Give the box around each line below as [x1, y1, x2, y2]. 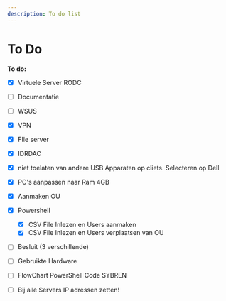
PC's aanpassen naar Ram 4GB [17, 178, 110, 186]
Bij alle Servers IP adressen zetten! [17, 285, 119, 294]
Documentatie [17, 92, 59, 101]
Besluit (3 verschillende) [17, 243, 89, 251]
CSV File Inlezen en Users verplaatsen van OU [28, 229, 164, 237]
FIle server [17, 135, 50, 143]
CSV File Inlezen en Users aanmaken [28, 221, 136, 229]
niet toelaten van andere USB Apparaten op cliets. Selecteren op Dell [17, 163, 220, 172]
